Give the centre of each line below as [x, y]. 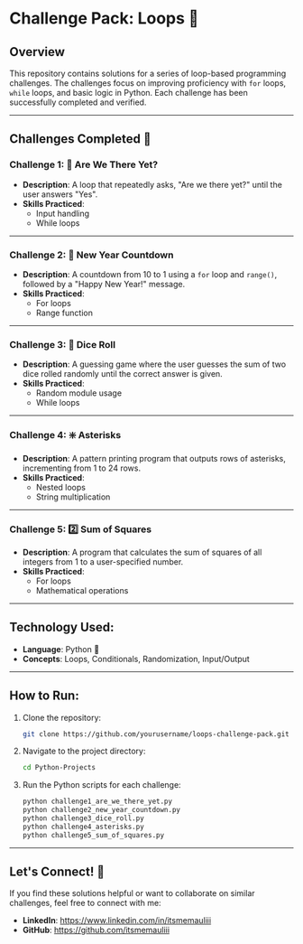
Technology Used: [62, 627]
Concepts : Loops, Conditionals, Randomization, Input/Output [136, 659]
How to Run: [44, 696]
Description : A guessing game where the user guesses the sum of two [154, 364]
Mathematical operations [82, 590]
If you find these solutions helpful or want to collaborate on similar [132, 893]
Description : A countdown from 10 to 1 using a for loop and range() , [150, 274]
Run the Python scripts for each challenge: [102, 785]
